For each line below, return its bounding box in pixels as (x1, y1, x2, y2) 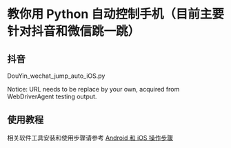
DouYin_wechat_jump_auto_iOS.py (7, 72, 106, 80)
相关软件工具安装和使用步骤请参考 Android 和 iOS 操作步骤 (7, 134, 174, 142)
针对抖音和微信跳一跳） (7, 23, 141, 39)
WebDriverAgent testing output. (7, 92, 97, 101)
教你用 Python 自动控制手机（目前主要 (7, 6, 225, 22)
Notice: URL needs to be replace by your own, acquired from (7, 85, 180, 93)
